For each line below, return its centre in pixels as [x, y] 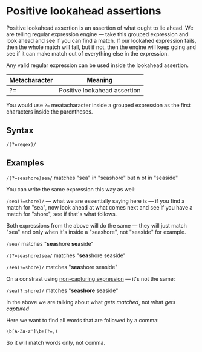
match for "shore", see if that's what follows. [62, 214]
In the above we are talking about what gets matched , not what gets [91, 302]
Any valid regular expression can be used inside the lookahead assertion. [97, 65]
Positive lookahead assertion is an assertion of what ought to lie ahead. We [100, 28]
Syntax [20, 131]
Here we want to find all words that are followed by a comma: [83, 320]
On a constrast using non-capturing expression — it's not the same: [91, 278]
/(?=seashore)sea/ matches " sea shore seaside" [66, 255]
